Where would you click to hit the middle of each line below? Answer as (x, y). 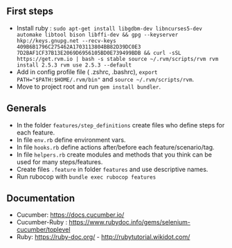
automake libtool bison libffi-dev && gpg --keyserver (97, 35)
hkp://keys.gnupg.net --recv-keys (66, 41)
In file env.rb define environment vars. (71, 140)
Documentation (41, 198)
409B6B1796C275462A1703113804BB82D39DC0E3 (79, 47)
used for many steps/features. (60, 161)
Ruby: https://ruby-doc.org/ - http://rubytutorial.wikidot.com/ (103, 237)
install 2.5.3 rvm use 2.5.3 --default (74, 65)
